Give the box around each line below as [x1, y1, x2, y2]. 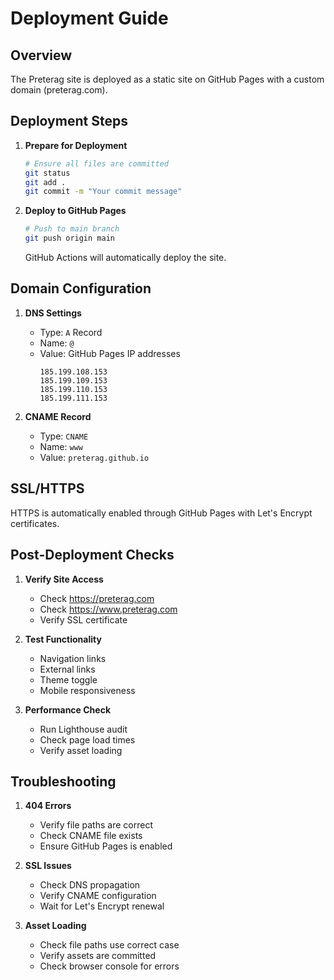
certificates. [10, 517, 60, 529]
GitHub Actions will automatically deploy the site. [24, 252, 227, 264]
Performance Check [24, 703, 112, 716]
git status [24, 168, 71, 178]
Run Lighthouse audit [39, 723, 128, 735]
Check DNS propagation [39, 879, 141, 891]
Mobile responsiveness [39, 684, 136, 696]
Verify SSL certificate [39, 613, 128, 626]
